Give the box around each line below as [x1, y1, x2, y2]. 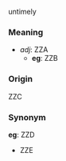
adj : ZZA [19, 45, 49, 54]
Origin [8, 74, 33, 85]
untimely [8, 7, 37, 16]
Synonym [8, 111, 46, 123]
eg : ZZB [31, 54, 58, 63]
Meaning [8, 26, 44, 38]
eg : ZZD [8, 130, 35, 139]
